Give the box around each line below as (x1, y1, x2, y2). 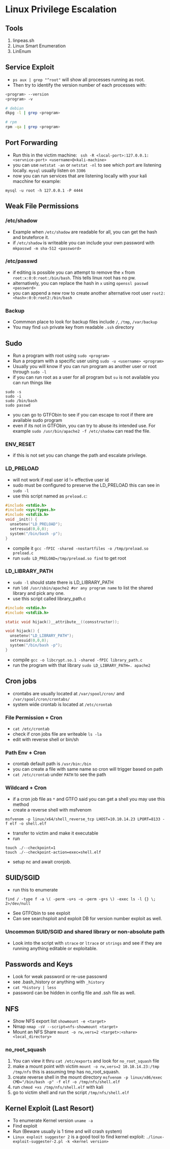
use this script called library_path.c (12, 595, 86, 602)
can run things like (12, 379, 52, 385)
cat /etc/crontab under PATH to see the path (12, 771, 106, 778)
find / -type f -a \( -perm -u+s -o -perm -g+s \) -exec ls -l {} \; (5, 897, 156, 902)
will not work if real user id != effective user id (12, 477, 109, 483)
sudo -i (5, 394, 22, 399)
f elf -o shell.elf (5, 821, 47, 826)
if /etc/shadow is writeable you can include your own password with (12, 240, 155, 246)
